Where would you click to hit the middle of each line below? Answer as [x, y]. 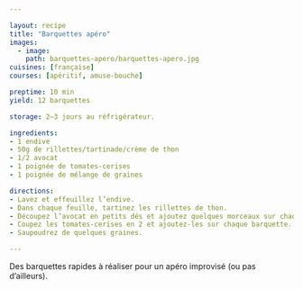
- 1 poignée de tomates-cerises [70, 167]
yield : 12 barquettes [50, 100]
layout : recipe [38, 25]
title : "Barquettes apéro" [60, 34]
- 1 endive [30, 141]
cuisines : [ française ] [52, 68]
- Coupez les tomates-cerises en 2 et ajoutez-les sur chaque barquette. [151, 225]
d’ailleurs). [28, 276]
